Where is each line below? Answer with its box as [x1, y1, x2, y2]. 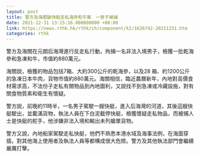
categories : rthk [6, 31, 49, 37]
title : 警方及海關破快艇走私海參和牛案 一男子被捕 [6, 14, 118, 20]
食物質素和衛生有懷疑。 [11, 90, 69, 97]
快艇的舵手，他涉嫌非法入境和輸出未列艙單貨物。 [16, 117, 137, 124]
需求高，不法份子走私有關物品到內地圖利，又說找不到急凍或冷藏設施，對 [11, 82, 189, 89]
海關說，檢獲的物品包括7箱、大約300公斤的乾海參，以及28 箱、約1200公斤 [6, 68, 190, 75]
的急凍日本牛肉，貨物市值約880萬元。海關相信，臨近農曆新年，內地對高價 [6, 75, 189, 82]
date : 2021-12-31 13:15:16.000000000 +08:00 [6, 20, 118, 25]
